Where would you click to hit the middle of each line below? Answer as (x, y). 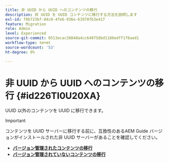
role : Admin (18, 29)
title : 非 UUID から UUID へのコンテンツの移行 (51, 10)
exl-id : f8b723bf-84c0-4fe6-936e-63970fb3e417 (55, 19)
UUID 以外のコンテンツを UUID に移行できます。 (56, 111)
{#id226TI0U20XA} (58, 96)
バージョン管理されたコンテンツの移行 (52, 148)
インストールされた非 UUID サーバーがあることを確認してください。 (89, 137)
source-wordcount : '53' (30, 47)
